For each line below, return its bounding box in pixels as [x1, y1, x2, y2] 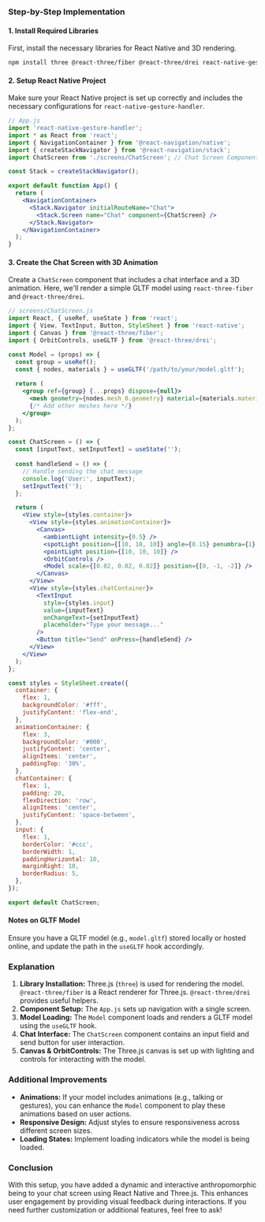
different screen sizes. [19, 1126, 93, 1135]
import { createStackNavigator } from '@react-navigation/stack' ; [8, 146, 231, 154]
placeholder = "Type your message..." [43, 621, 164, 629]
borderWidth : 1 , [22, 848, 77, 855]
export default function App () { [8, 182, 118, 190]
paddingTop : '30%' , [22, 760, 87, 768]
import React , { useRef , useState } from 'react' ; [8, 315, 178, 322]
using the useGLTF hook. [19, 1021, 97, 1030]
